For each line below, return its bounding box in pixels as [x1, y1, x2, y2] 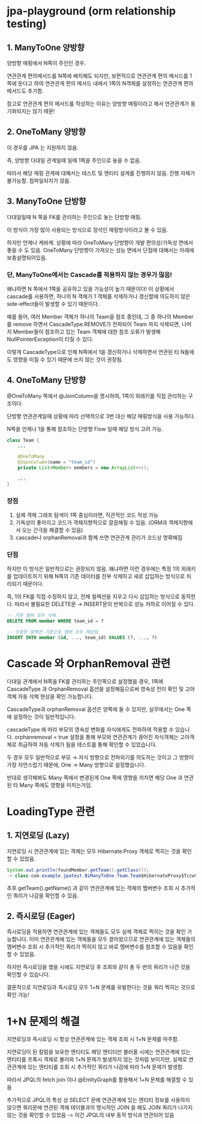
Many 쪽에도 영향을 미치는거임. [19, 781, 92, 789]
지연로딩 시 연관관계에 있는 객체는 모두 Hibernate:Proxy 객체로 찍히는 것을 [7, 848, 181, 855]
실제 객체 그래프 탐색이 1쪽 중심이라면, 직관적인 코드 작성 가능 [15, 512, 158, 519]
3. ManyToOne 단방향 [7, 197, 86, 207]
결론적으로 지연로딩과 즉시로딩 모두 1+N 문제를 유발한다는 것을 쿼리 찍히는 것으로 [7, 984, 195, 991]
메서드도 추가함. [7, 87, 44, 94]
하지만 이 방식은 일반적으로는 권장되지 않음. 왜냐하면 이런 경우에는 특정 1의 [7, 565, 180, 572]
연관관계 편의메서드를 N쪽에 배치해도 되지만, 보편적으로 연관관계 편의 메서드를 [7, 72, 188, 79]
